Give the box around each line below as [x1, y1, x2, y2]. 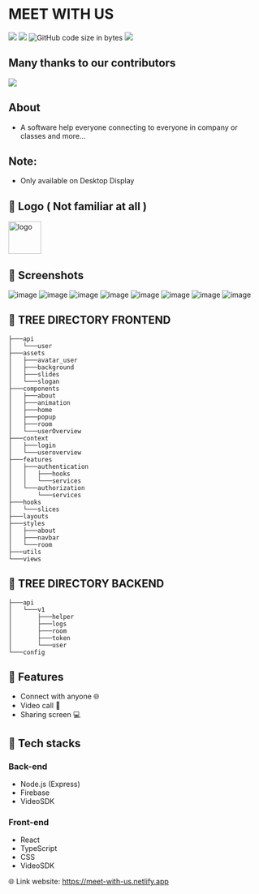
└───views [8, 555, 42, 563]
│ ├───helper [8, 612, 75, 621]
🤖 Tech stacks [8, 736, 81, 750]
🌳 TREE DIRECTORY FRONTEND [8, 313, 171, 327]
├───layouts [8, 512, 49, 520]
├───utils [8, 548, 42, 556]
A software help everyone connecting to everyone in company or [19, 122, 238, 132]
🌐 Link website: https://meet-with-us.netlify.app [8, 877, 169, 887]
